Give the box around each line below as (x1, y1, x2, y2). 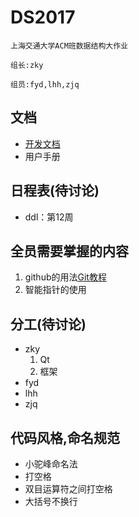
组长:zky (10, 60, 44, 70)
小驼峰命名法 (24, 458, 78, 470)
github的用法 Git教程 (24, 271, 107, 283)
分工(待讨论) (10, 316, 87, 333)
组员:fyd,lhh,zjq (10, 79, 80, 90)
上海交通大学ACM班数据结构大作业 (10, 41, 128, 51)
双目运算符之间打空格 (24, 483, 113, 495)
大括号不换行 (24, 496, 78, 507)
